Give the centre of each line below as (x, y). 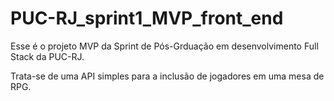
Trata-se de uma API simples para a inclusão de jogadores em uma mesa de (167, 76)
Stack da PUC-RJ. (47, 56)
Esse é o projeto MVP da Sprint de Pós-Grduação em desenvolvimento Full (164, 46)
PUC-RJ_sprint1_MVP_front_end (147, 18)
